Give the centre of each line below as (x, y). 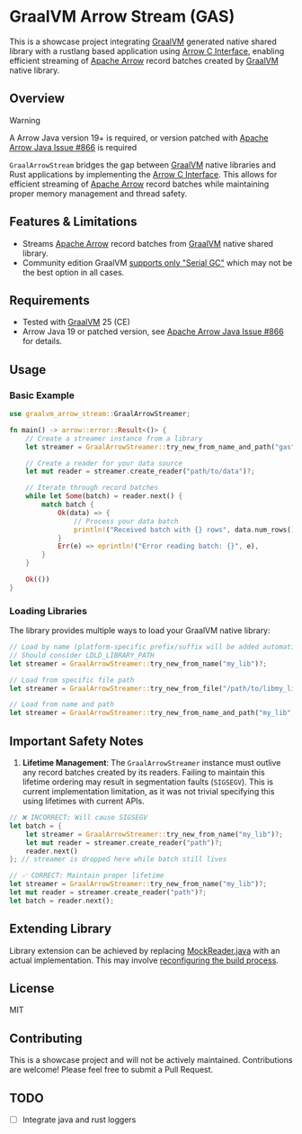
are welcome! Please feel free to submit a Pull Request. (111, 1070)
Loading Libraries (49, 611)
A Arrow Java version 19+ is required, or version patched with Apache (139, 138)
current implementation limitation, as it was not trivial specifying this (148, 792)
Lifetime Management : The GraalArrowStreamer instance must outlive (151, 763)
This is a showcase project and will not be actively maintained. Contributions (151, 1060)
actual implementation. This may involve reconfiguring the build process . (144, 960)
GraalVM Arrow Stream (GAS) (122, 17)
